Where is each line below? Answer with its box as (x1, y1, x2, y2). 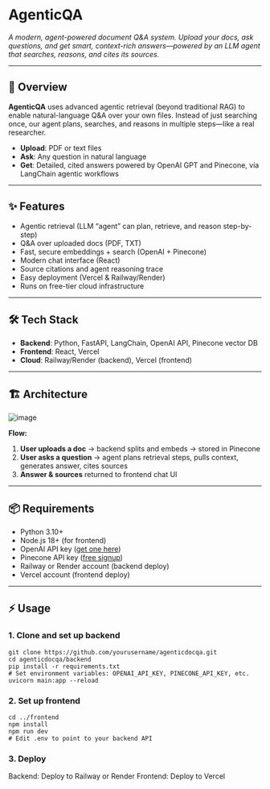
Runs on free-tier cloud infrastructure (19, 280, 145, 291)
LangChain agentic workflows (19, 168, 119, 178)
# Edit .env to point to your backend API (8, 734, 153, 742)
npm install (8, 720, 48, 729)
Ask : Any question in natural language (19, 152, 147, 161)
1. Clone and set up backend (8, 630, 121, 642)
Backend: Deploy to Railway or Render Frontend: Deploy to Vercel (8, 771, 226, 781)
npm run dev (8, 727, 48, 735)
